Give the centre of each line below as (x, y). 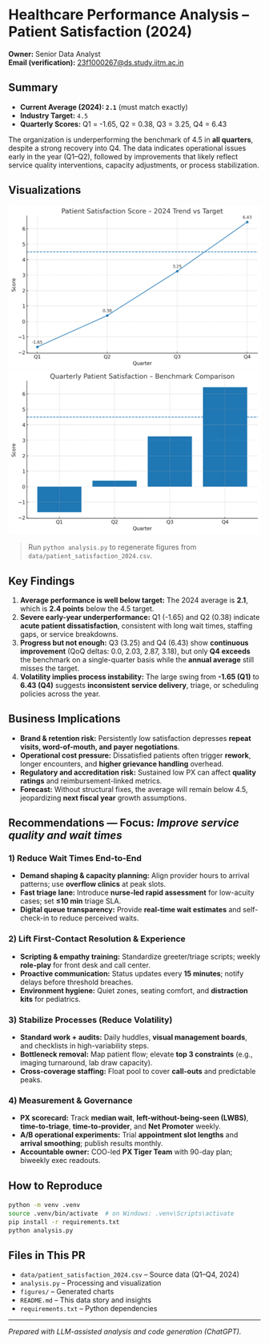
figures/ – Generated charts (67, 1292)
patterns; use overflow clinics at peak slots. (93, 884)
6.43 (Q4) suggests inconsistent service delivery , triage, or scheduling (139, 685)
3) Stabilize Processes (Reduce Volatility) (90, 1020)
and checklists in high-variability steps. (84, 1046)
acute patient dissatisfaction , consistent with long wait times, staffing (136, 626)
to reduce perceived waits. (95, 918)
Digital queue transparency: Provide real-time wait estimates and (130, 910)
